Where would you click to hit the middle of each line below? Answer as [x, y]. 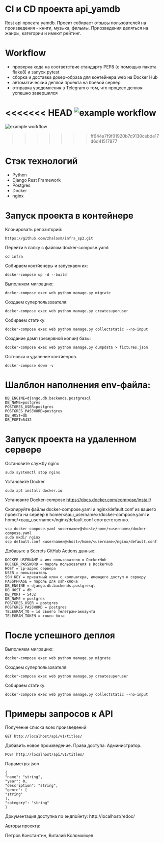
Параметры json [22, 764]
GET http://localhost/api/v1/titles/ [44, 737]
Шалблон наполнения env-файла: [78, 385]
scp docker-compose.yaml [30, 529]
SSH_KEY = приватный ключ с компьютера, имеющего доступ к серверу [76, 577]
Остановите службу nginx [32, 463]
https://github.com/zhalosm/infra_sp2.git [49, 238]
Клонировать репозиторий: [34, 229]
